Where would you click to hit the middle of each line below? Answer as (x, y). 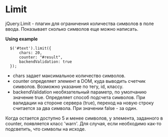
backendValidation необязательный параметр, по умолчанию (80, 92)
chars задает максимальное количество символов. (69, 76)
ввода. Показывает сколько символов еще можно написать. (72, 29)
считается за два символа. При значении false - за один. (75, 108)
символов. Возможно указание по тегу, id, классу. (68, 86)
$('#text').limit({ (31, 48)
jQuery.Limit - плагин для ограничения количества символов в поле (80, 24)
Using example (22, 39)
